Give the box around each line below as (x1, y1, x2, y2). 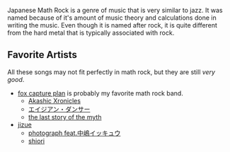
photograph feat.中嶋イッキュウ (28, 129, 121, 137)
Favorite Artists (7, 49, 78, 61)
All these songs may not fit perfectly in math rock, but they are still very (7, 67, 216, 76)
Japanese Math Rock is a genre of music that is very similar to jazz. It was (7, 6, 223, 14)
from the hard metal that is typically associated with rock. (7, 28, 175, 37)
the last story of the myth (28, 112, 102, 121)
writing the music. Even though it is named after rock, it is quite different (7, 21, 218, 29)
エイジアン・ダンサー (28, 105, 91, 113)
